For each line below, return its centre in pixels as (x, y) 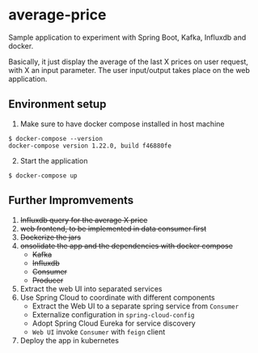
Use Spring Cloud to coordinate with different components (118, 297)
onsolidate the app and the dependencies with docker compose (126, 245)
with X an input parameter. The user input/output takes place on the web (129, 70)
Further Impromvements (71, 200)
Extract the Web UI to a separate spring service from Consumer (135, 306)
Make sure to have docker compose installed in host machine (122, 124)
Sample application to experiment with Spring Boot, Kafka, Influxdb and (127, 37)
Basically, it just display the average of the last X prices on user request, (129, 62)
